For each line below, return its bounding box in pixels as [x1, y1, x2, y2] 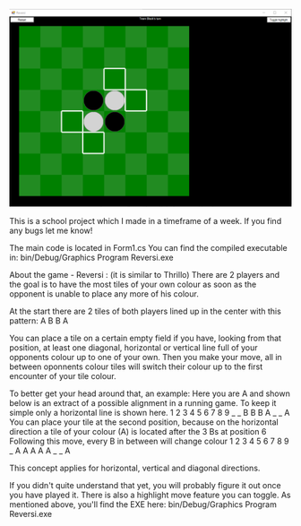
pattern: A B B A [9, 315, 69, 326]
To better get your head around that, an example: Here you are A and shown [9, 388, 291, 399]
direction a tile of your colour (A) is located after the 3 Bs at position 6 [9, 427, 267, 437]
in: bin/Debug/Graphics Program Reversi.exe [9, 252, 174, 263]
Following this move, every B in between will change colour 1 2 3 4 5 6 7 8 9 [9, 435, 289, 447]
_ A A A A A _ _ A [9, 445, 71, 456]
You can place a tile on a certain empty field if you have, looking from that [9, 332, 282, 344]
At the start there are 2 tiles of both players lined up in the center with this [9, 306, 282, 317]
